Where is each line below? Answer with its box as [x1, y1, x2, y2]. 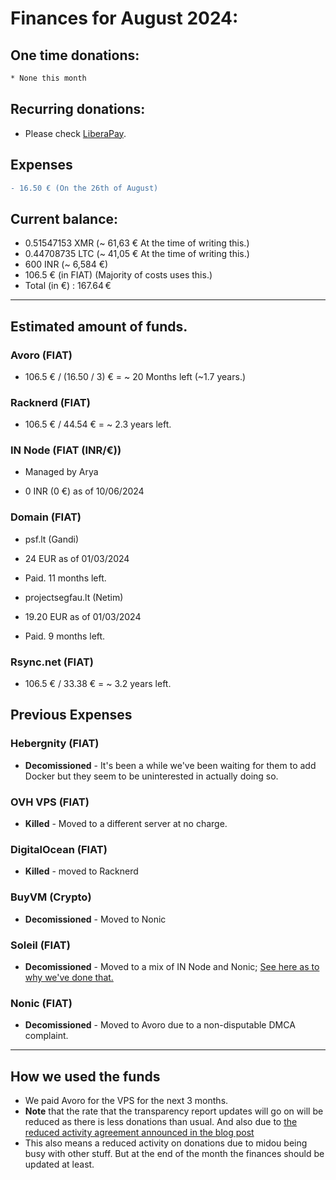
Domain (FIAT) [10, 510, 82, 524]
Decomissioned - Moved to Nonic [24, 913, 167, 925]
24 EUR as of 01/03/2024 [24, 552, 130, 564]
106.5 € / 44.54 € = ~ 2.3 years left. [24, 418, 172, 431]
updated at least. [24, 1158, 95, 1171]
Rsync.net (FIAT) [10, 655, 95, 669]
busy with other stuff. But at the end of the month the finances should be [24, 1148, 325, 1160]
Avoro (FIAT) [10, 348, 73, 362]
